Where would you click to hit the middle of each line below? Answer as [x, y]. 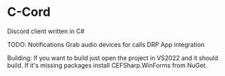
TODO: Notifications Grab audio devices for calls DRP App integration [106, 44]
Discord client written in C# [46, 31]
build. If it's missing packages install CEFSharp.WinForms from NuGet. [107, 65]
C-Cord [29, 12]
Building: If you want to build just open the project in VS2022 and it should [113, 58]
